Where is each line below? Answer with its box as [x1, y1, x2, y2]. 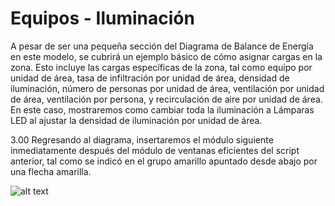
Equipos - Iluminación [10, 7, 195, 30]
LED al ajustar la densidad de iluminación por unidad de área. [10, 114, 263, 126]
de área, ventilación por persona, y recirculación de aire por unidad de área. [10, 93, 323, 105]
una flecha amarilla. [10, 165, 92, 177]
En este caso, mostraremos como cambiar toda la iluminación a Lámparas [10, 103, 315, 116]
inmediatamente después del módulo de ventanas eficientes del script [10, 144, 300, 156]
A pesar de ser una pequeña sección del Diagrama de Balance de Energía [10, 40, 314, 52]
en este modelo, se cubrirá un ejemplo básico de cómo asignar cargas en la [10, 50, 323, 62]
